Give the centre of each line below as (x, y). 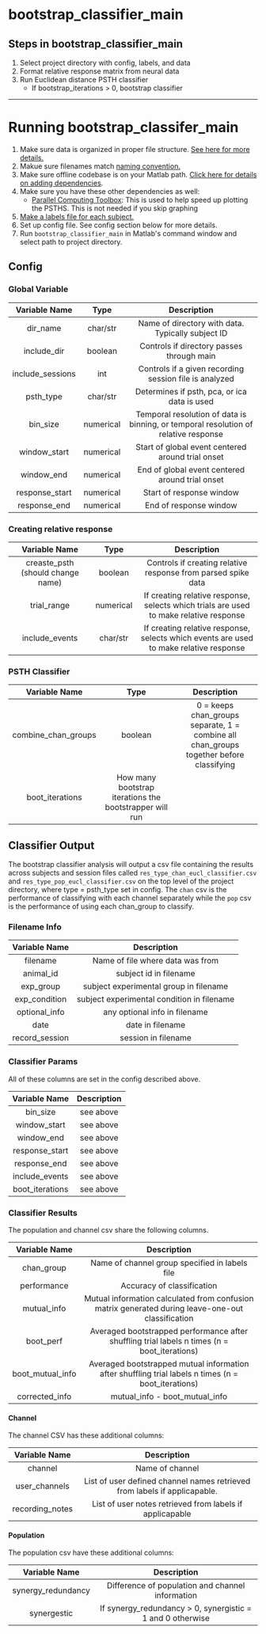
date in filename (156, 1025)
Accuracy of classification (169, 1286)
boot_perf (44, 1341)
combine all (215, 735)
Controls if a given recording (191, 368)
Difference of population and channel (176, 1586)
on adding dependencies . (61, 183)
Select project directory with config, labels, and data (105, 63)
